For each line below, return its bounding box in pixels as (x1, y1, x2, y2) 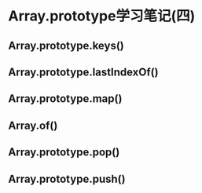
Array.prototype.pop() (8, 146, 120, 159)
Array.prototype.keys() (8, 38, 124, 52)
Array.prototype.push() (8, 172, 126, 185)
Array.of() (8, 118, 58, 132)
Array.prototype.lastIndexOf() (8, 65, 159, 78)
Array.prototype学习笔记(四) (8, 7, 196, 25)
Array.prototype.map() (8, 92, 123, 106)
